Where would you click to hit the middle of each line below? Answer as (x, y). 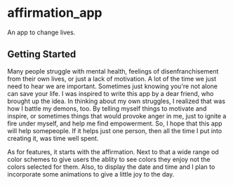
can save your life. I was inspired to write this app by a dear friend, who (111, 93)
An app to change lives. (41, 32)
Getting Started (42, 54)
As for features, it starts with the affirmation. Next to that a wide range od (113, 151)
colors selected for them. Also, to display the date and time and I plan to (111, 167)
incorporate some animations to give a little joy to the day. (91, 174)
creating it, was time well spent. (53, 138)
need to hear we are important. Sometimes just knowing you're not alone (112, 86)
